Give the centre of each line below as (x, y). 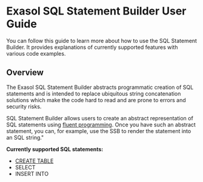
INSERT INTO (32, 174)
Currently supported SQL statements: (55, 149)
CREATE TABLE (34, 161)
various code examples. (36, 53)
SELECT (25, 167)
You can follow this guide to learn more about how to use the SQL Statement (101, 41)
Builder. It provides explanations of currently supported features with (92, 47)
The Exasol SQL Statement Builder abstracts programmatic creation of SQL (100, 87)
